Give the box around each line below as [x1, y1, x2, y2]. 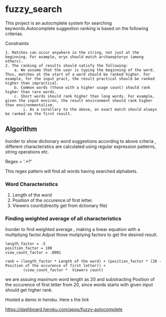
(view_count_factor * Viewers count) [23, 267, 104, 273]
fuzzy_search [5, 3, 62, 15]
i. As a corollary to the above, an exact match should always [23, 106, 157, 112]
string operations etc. [5, 148, 49, 154]
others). [5, 58, 23, 63]
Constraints [5, 40, 29, 46]
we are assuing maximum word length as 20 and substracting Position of [5, 276, 155, 282]
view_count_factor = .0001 [5, 250, 61, 255]
